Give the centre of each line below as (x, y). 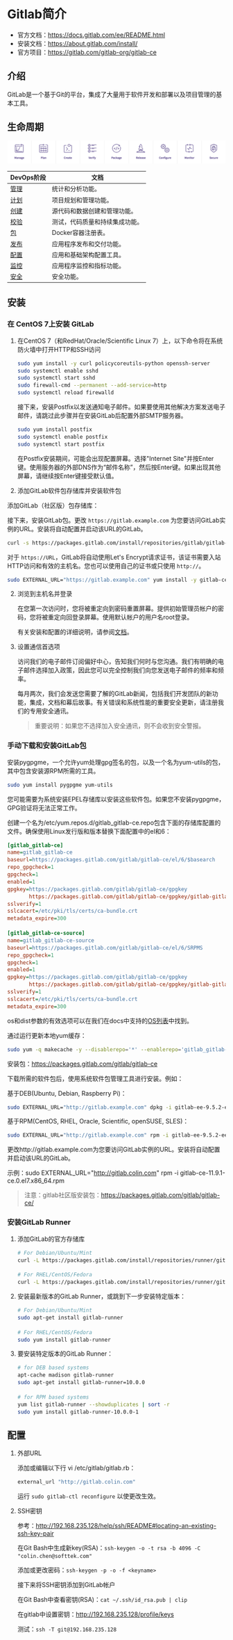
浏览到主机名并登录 (45, 594)
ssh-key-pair (35, 1534)
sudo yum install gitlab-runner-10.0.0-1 (78, 1412)
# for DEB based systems (53, 1368)
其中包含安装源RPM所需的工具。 (53, 771)
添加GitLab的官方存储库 (51, 1239)
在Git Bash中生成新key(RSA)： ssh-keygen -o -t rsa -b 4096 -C (109, 1548)
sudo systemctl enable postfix (62, 437)
